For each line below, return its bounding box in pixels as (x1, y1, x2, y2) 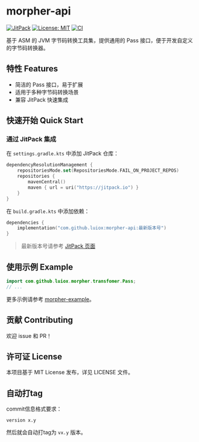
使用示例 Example (6, 262, 74, 272)
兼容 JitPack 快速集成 (14, 96, 69, 103)
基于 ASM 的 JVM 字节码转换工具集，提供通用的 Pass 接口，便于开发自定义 (6, 36, 193, 44)
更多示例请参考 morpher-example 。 (6, 295, 95, 303)
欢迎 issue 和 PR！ (6, 332, 52, 339)
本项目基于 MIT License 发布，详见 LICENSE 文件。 (6, 369, 134, 376)
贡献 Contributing (6, 315, 74, 325)
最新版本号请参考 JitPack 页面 (21, 242, 96, 250)
